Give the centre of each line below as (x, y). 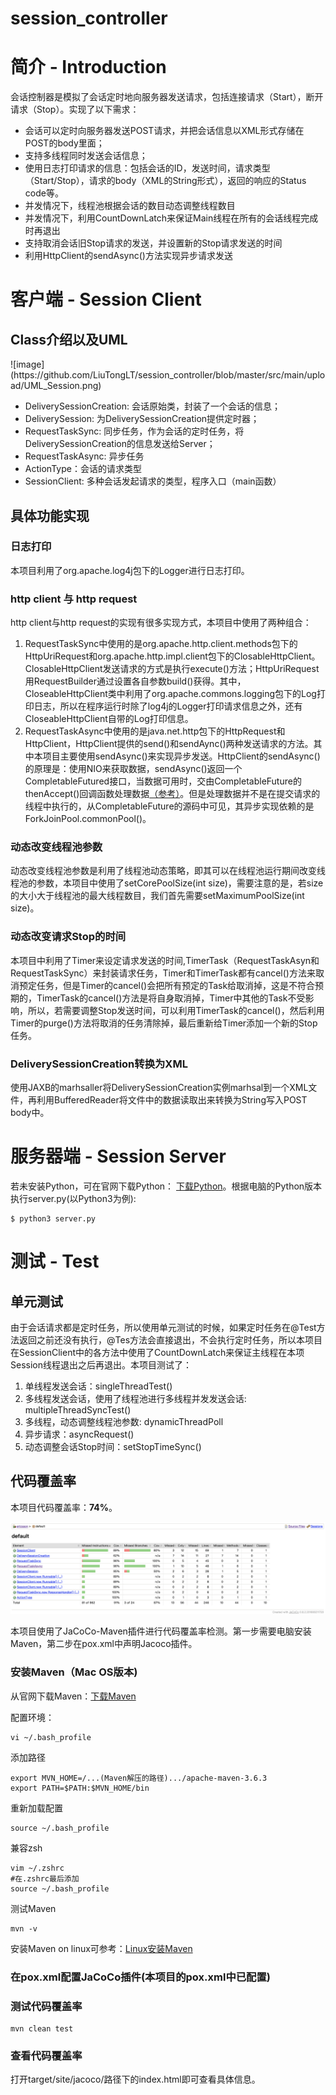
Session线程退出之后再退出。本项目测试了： (101, 1364)
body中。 (30, 1112)
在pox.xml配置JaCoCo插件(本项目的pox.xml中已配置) (140, 1977)
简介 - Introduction (88, 67)
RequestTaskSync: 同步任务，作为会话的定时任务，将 (134, 431)
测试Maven (33, 1908)
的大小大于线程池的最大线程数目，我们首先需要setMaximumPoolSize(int (157, 896)
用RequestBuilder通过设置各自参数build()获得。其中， (135, 681)
